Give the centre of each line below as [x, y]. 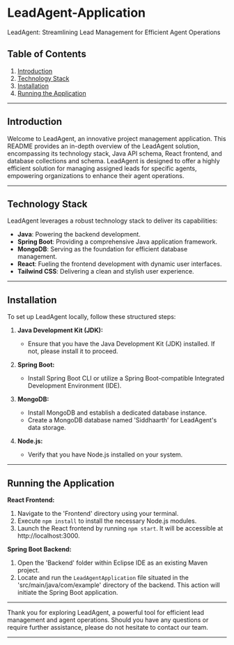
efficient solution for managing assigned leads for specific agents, [102, 168]
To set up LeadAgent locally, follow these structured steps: [92, 317]
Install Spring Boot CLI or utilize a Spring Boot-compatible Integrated [126, 378]
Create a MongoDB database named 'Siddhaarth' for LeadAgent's [122, 420]
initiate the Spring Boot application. [68, 592]
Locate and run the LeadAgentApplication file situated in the [103, 578]
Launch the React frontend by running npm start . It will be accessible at [120, 528]
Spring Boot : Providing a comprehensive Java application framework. [117, 242]
